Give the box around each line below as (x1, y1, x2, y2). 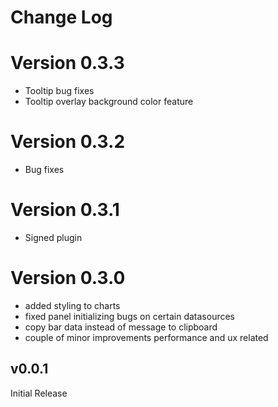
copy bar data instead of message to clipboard (24, 321, 218, 333)
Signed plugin (24, 232, 83, 243)
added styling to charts (24, 299, 121, 311)
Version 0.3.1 (10, 199, 120, 221)
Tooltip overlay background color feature (24, 96, 194, 108)
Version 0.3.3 (10, 52, 125, 75)
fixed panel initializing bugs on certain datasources (24, 310, 236, 322)
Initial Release (10, 387, 68, 399)
